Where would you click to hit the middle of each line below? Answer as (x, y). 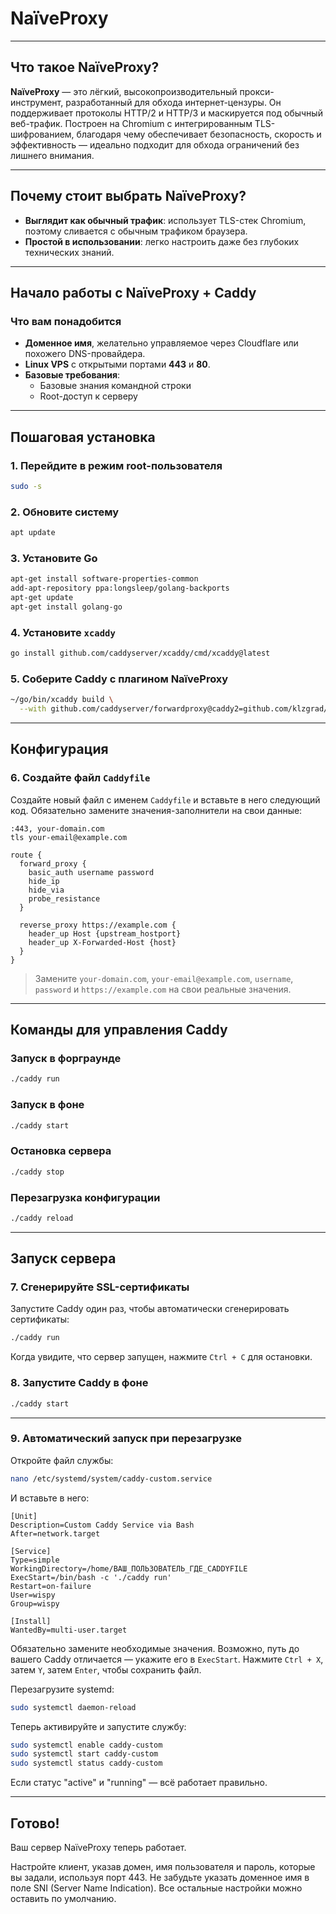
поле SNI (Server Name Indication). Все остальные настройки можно (156, 1888)
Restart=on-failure (51, 1586)
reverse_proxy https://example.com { (98, 925)
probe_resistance (64, 898)
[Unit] (24, 1516)
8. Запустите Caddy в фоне (79, 1383)
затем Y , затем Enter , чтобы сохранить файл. (106, 1669)
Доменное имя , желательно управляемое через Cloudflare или (161, 343)
